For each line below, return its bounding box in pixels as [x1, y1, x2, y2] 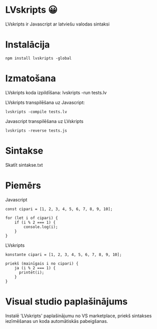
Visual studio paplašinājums [5, 295, 128, 307]
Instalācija [5, 39, 50, 50]
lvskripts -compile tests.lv [5, 109, 67, 114]
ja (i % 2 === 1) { [14, 265, 56, 270]
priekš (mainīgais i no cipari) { [5, 261, 79, 266]
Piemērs [5, 180, 41, 191]
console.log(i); [23, 224, 58, 230]
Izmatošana [5, 73, 56, 84]
